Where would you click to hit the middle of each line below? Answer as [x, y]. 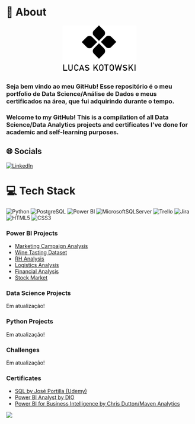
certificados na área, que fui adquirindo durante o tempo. [90, 102]
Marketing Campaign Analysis [51, 246]
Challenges [23, 350]
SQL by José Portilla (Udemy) [51, 391]
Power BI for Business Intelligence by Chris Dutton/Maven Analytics [97, 404]
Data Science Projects [39, 293]
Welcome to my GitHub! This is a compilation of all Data [87, 117]
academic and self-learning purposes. [63, 132]
